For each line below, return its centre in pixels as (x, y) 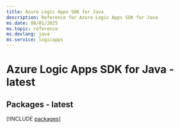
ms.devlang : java (28, 34)
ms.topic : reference (32, 29)
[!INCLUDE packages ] (34, 119)
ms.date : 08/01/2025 (32, 23)
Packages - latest (40, 104)
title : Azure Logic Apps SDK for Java (55, 12)
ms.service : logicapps (35, 40)
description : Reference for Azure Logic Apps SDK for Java (82, 17)
